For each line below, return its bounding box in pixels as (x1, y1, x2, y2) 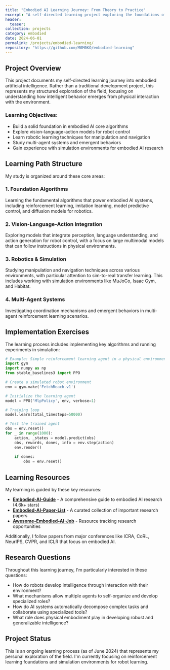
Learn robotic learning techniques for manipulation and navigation (12, 134, 151, 140)
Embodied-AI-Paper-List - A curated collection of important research (12, 507, 158, 513)
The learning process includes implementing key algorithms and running (5, 341, 156, 347)
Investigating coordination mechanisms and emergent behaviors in (5, 308, 144, 314)
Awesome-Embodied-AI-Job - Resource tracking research (12, 518, 137, 524)
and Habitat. (5, 283, 31, 289)
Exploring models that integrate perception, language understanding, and (5, 232, 158, 239)
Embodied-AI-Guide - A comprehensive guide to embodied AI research (12, 496, 163, 502)
